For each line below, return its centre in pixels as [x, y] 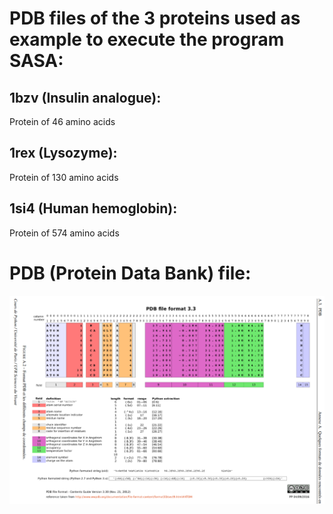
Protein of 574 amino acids [64, 233]
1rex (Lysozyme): [63, 153]
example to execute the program [147, 39]
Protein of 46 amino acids [62, 121]
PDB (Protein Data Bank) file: [130, 273]
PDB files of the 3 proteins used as [155, 18]
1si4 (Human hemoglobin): [93, 208]
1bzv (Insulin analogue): [85, 97]
